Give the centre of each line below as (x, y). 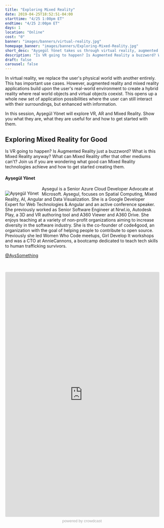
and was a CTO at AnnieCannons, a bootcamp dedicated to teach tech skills (82, 241)
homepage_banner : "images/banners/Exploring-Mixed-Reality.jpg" (72, 46)
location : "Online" (25, 32)
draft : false (18, 60)
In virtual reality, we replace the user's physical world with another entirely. (81, 78)
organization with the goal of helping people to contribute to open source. (79, 230)
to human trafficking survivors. (36, 246)
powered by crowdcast (82, 521)
